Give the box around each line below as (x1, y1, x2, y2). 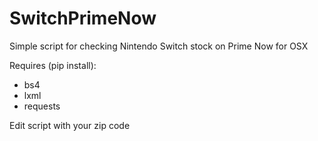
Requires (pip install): (9, 59, 97, 71)
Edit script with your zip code (9, 119, 131, 131)
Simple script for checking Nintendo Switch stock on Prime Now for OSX (9, 40, 309, 52)
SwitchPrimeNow (9, 7, 157, 30)
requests (23, 100, 61, 112)
